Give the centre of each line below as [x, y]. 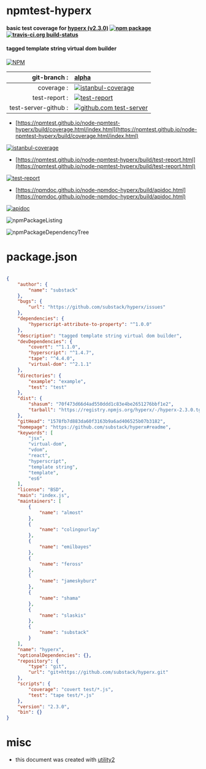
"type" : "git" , [48, 667]
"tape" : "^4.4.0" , [52, 359]
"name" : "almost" [61, 512]
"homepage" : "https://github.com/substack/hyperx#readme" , [94, 427]
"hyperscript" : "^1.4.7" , [62, 353]
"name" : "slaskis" [63, 615]
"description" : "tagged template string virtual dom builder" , [100, 336]
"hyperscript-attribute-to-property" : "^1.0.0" [90, 324]
